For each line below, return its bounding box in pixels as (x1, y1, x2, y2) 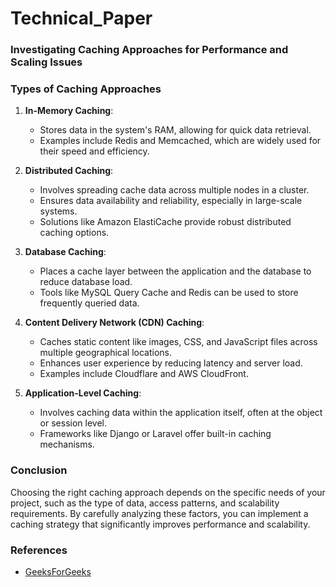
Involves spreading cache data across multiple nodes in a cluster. (39, 184, 310, 196)
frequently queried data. (39, 297, 140, 309)
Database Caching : (24, 246, 107, 258)
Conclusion (10, 463, 68, 477)
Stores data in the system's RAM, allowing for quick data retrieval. (39, 124, 312, 136)
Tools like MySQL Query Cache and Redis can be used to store (39, 287, 299, 299)
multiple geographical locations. (39, 347, 173, 359)
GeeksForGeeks (24, 566, 92, 577)
